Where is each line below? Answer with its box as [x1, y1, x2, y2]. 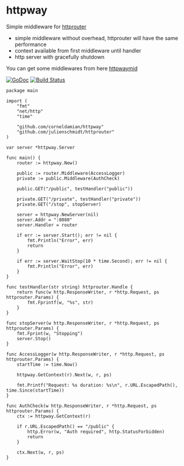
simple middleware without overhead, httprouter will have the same [14, 34, 179, 41]
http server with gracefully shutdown [14, 53, 105, 60]
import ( [6, 98, 28, 104]
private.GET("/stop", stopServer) [17, 201, 101, 207]
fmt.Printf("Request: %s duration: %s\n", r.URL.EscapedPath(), [17, 382, 178, 388]
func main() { [6, 155, 41, 161]
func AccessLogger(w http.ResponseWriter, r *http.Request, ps [6, 351, 165, 357]
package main [6, 87, 38, 93]
